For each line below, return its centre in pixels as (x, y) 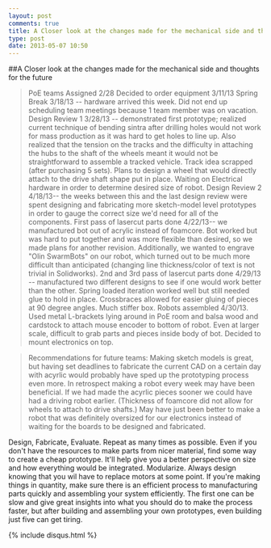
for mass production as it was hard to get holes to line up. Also (132, 136)
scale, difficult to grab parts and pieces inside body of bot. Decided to (144, 334)
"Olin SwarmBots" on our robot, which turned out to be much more (139, 256)
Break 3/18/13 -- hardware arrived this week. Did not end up (128, 102)
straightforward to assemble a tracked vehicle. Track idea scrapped (140, 162)
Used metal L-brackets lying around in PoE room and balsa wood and (143, 317)
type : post (27, 38)
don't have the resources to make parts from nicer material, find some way (132, 451)
